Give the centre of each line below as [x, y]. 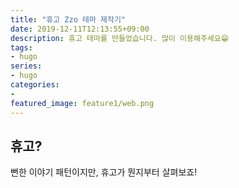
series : [26, 66]
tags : [21, 47]
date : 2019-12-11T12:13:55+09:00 [80, 29]
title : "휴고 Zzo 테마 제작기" [68, 19]
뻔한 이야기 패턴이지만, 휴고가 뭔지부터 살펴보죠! [104, 172]
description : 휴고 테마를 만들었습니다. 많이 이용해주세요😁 [120, 38]
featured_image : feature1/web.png [82, 103]
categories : [35, 85]
